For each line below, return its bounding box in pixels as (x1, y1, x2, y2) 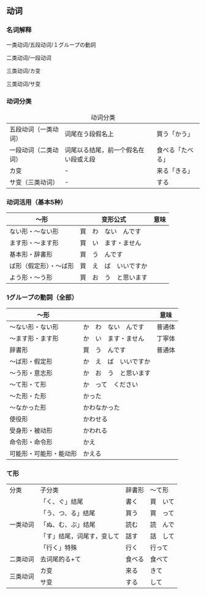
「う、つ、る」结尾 (40, 508, 96, 517)
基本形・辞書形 (9, 251, 53, 259)
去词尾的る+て (40, 554, 82, 563)
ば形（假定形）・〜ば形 (9, 262, 75, 270)
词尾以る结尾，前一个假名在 (64, 146, 145, 154)
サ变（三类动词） (9, 177, 59, 186)
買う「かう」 (156, 130, 194, 138)
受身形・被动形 (9, 426, 53, 435)
